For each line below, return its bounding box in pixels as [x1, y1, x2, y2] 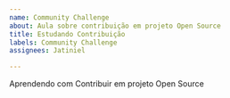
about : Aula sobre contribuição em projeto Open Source [9, 21, 221, 30]
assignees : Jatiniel [9, 46, 86, 55]
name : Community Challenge [9, 12, 110, 22]
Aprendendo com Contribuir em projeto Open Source [9, 78, 205, 89]
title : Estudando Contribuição [9, 29, 126, 38]
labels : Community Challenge [9, 37, 118, 47]
